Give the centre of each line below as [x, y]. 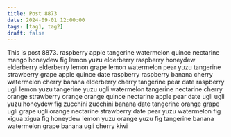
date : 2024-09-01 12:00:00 [46, 20]
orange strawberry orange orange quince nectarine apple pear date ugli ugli [116, 97]
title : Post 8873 [32, 13]
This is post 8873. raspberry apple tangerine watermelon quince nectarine [113, 53]
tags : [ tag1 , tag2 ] [35, 26]
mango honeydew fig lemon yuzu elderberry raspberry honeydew [101, 60]
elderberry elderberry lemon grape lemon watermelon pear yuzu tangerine [114, 67]
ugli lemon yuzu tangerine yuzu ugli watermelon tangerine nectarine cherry [115, 89]
